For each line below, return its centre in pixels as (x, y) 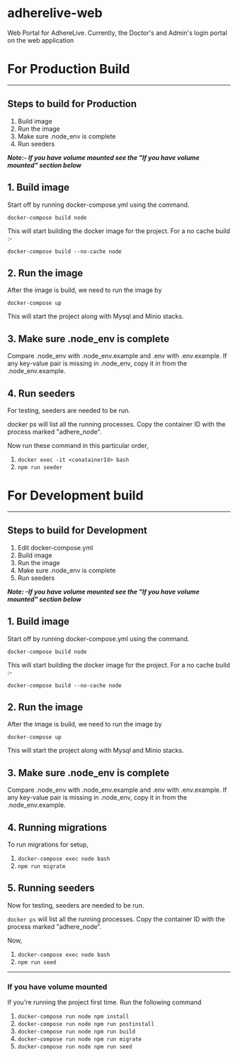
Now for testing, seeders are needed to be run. (76, 905)
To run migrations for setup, (48, 844)
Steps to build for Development (77, 531)
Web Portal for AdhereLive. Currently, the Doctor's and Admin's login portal (118, 33)
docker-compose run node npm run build (76, 1032)
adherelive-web (55, 13)
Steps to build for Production (72, 104)
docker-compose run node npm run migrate (79, 1039)
